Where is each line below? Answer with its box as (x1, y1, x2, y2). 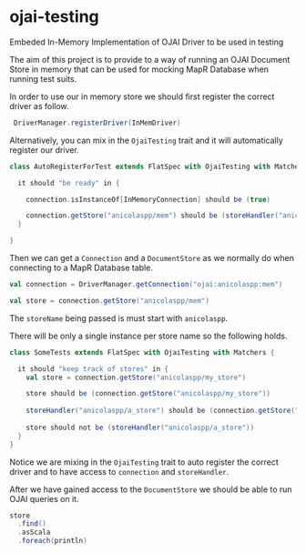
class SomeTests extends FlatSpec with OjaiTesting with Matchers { (9, 347, 275, 357)
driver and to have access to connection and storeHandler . (9, 466, 229, 477)
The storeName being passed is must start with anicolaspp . (9, 312, 229, 324)
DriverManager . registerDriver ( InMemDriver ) (13, 118, 181, 127)
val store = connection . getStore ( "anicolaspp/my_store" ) (25, 373, 247, 382)
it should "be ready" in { (17, 178, 120, 187)
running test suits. (9, 73, 77, 84)
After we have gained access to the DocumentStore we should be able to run (9, 484, 293, 495)
